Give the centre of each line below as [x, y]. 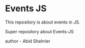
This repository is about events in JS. [42, 22]
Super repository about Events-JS [39, 31]
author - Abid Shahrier [28, 41]
